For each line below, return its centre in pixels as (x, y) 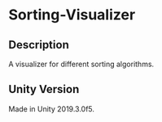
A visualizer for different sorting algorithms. (81, 64)
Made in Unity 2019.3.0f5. (52, 109)
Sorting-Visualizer (72, 15)
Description (39, 45)
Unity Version (44, 89)
